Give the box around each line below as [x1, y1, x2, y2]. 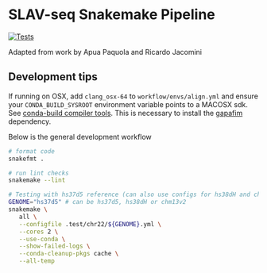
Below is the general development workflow [8, 132, 153, 141]
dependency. [8, 117, 52, 126]
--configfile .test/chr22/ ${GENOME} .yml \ [18, 220, 161, 228]
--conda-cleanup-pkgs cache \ [18, 250, 119, 258]
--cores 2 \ [18, 228, 59, 236]
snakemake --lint [8, 176, 66, 184]
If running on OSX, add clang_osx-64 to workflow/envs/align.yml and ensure [8, 91, 258, 101]
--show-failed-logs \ [18, 242, 91, 251]
